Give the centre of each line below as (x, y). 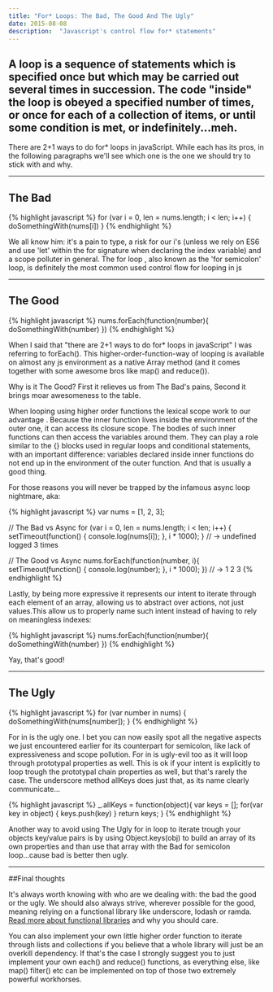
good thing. (28, 471)
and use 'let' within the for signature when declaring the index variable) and (135, 250)
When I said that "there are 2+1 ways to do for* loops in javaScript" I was (130, 345)
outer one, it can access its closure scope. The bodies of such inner (122, 428)
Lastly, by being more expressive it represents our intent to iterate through (132, 593)
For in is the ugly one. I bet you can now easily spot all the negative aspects (135, 736)
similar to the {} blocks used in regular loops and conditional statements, (130, 445)
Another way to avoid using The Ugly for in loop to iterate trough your (125, 829)
